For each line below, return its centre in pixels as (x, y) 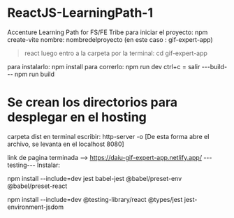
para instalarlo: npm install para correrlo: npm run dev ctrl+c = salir (104, 66)
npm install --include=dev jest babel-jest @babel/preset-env (95, 178)
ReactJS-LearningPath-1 (80, 13)
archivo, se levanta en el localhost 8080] (66, 144)
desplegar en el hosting (77, 117)
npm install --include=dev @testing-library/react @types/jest (95, 199)
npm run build (34, 74)
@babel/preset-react (37, 186)
